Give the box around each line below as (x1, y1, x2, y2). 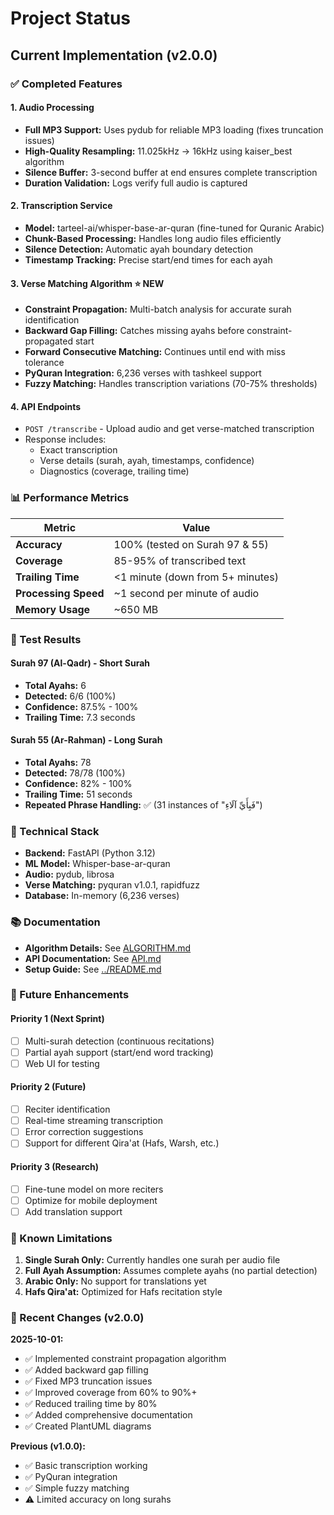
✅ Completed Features (10, 77, 123, 91)
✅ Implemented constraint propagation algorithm (24, 1353, 227, 1365)
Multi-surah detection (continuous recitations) (24, 1035, 215, 1047)
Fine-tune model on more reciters (24, 1183, 164, 1195)
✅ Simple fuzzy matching (24, 1482, 130, 1494)
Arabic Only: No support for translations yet (24, 1275, 207, 1287)
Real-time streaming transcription (24, 1115, 163, 1127)
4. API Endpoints (10, 400, 82, 412)
